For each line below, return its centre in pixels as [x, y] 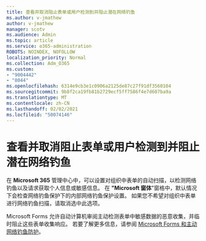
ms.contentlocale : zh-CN [38, 103]
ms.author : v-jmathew [34, 18]
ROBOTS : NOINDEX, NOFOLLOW [41, 52]
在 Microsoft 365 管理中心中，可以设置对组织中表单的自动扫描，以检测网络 [101, 180]
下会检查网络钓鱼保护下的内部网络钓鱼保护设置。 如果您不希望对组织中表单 [101, 196]
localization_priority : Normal [46, 58]
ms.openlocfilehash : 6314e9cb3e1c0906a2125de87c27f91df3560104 [89, 86]
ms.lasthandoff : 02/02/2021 [42, 109]
